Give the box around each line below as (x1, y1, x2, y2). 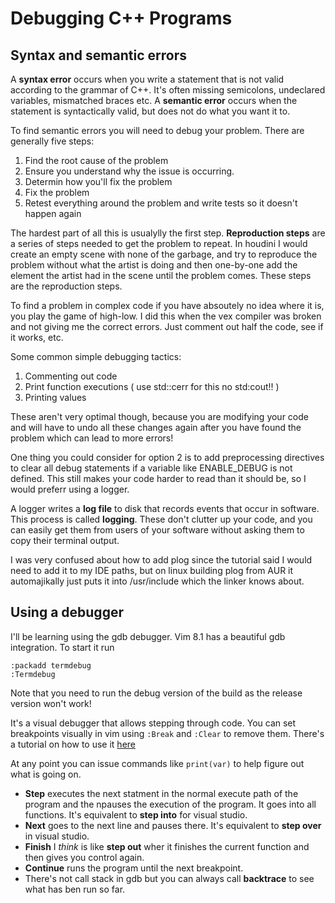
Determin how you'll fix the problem (24, 176, 173, 187)
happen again (24, 208, 82, 219)
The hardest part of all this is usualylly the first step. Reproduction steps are (10, 227, 326, 239)
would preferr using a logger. (10, 483, 130, 495)
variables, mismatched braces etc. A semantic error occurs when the (10, 95, 298, 106)
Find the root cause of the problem (24, 155, 169, 166)
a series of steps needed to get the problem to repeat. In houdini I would (10, 238, 308, 249)
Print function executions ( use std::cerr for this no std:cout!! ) (24, 381, 280, 392)
